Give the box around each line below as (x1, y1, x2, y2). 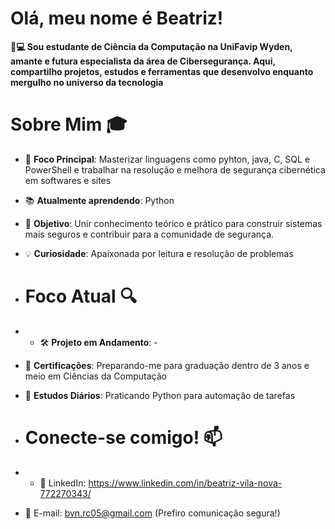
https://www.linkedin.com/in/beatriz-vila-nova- (88, 477, 283, 489)
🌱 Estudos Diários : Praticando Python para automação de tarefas (24, 389, 296, 401)
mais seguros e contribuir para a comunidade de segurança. (24, 228, 275, 240)
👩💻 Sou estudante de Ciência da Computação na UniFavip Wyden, (10, 40, 293, 52)
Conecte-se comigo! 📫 (24, 427, 223, 449)
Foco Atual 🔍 (24, 285, 138, 308)
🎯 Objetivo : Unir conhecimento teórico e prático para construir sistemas (24, 217, 323, 229)
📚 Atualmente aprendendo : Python (24, 194, 175, 206)
